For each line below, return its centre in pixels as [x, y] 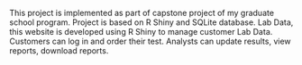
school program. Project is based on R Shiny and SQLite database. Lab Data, [151, 22]
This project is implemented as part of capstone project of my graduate [142, 13]
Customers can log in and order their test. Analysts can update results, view [150, 41]
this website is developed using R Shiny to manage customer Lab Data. [141, 32]
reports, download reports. [59, 51]
